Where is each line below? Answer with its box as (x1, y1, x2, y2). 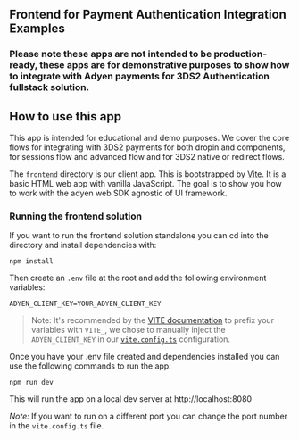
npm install (9, 257, 54, 266)
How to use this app (9, 109, 122, 124)
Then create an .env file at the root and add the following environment (9, 272, 267, 284)
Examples (9, 21, 65, 37)
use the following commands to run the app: (9, 361, 171, 371)
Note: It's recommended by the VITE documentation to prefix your (30, 315, 275, 326)
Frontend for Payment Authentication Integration (9, 7, 287, 22)
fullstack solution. (9, 81, 90, 94)
